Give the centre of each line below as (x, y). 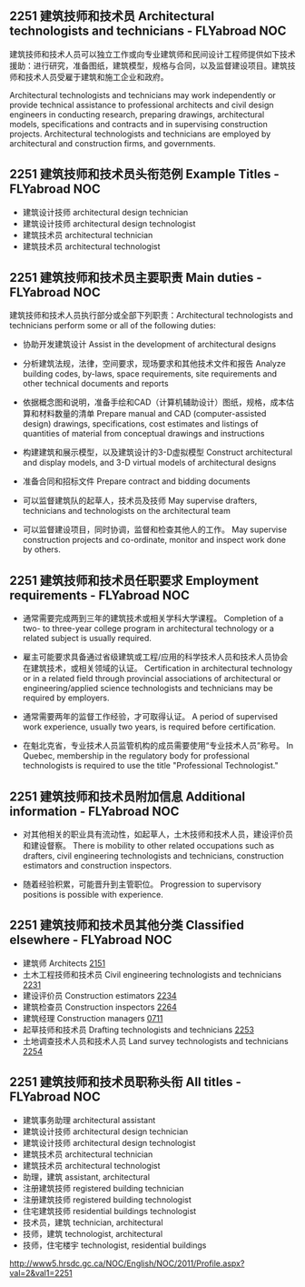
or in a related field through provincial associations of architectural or (152, 679)
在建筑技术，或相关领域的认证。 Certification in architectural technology (157, 669)
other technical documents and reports (96, 384)
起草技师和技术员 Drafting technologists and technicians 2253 (138, 1030)
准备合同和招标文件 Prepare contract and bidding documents (137, 481)
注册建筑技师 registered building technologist (107, 1200)
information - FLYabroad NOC (94, 811)
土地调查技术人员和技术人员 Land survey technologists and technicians (155, 1041)
